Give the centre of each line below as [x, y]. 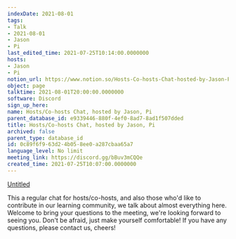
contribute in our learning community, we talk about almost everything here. [117, 205]
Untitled [19, 184]
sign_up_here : [28, 105]
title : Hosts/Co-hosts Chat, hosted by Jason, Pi [81, 125]
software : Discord [34, 99]
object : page [26, 86]
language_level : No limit [45, 151]
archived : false [31, 131]
